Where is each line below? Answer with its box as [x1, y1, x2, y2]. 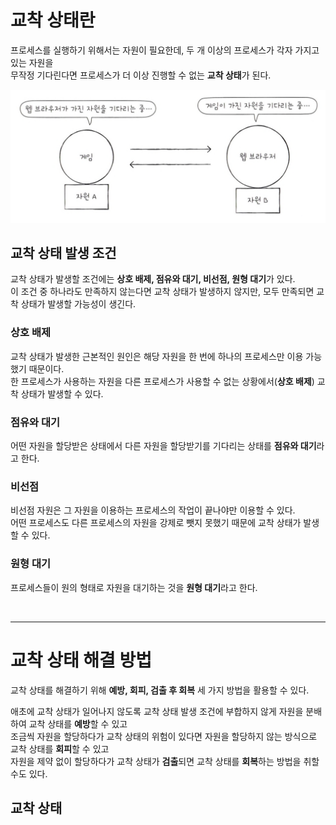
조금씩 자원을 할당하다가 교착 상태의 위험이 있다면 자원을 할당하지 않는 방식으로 [10, 730, 318, 742]
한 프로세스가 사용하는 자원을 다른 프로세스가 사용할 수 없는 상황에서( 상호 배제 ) [10, 375, 315, 387]
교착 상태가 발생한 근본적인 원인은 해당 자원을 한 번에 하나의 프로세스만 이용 [10, 350, 304, 362]
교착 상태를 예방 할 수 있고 [28, 717, 128, 730]
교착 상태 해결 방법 [10, 649, 152, 671]
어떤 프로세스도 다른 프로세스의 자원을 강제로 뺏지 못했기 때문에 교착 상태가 [10, 517, 302, 529]
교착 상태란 [10, 9, 96, 32]
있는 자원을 [10, 56, 54, 68]
